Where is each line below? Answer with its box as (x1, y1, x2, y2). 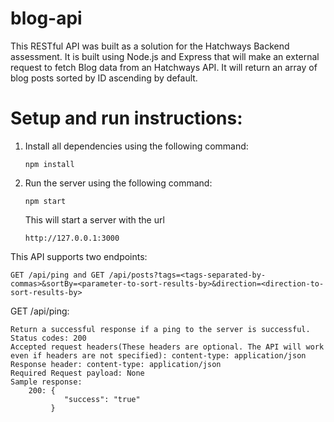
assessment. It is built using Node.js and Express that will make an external (10, 50, 320, 62)
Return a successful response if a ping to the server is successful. (10, 324, 311, 334)
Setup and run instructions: (10, 107, 243, 130)
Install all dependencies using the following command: (24, 140, 249, 152)
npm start (24, 196, 67, 206)
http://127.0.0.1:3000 (24, 233, 120, 243)
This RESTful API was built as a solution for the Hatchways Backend (10, 40, 290, 52)
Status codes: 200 (10, 333, 87, 343)
